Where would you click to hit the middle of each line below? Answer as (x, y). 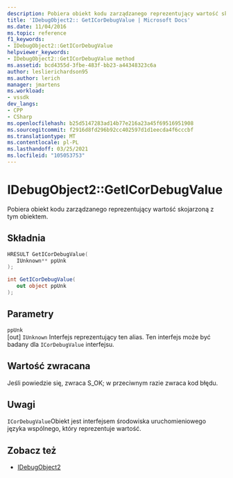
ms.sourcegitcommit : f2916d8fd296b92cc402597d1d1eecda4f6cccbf (101, 130)
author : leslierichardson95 (48, 71)
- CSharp (20, 117)
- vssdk (18, 98)
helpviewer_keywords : (38, 53)
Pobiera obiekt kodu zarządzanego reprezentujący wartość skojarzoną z (111, 209)
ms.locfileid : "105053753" (46, 156)
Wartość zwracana (49, 366)
